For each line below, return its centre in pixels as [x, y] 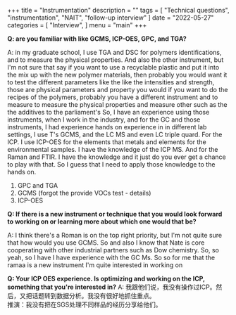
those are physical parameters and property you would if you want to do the [118, 90]
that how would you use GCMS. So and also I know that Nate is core [106, 243]
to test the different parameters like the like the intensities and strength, [111, 82]
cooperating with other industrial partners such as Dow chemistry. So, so [113, 250]
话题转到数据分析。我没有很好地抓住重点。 [93, 296]
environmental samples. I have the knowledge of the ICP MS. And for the [113, 149]
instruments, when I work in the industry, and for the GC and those [104, 120]
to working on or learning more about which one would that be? [102, 221]
